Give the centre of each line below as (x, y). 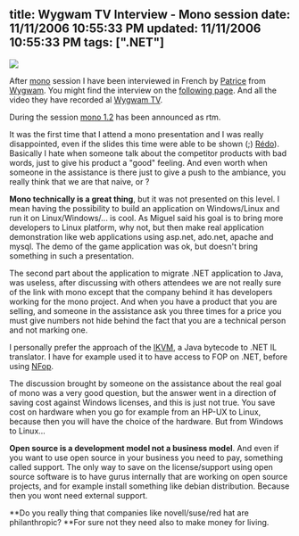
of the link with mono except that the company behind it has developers (141, 292)
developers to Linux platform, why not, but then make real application (137, 227)
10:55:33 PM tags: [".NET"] (87, 42)
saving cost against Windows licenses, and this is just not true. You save (142, 402)
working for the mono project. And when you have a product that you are (143, 301)
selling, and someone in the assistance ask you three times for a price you (145, 310)
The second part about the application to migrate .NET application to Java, (146, 273)
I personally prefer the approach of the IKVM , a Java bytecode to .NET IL (143, 347)
